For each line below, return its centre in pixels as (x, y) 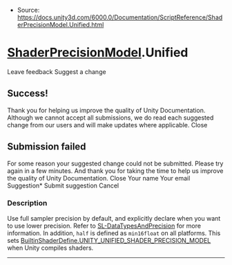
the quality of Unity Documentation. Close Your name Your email (99, 178)
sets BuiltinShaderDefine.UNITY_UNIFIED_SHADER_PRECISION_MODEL (109, 240)
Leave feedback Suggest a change (57, 71)
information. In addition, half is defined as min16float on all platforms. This (114, 233)
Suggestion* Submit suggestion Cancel (63, 185)
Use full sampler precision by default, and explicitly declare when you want (114, 218)
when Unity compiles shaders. (50, 248)
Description (27, 203)
